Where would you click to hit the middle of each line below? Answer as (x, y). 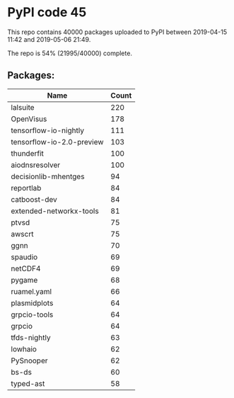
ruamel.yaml (31, 291)
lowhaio (24, 349)
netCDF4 (26, 268)
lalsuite (23, 107)
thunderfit (28, 153)
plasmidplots (32, 303)
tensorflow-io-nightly (48, 130)
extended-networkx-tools (55, 211)
